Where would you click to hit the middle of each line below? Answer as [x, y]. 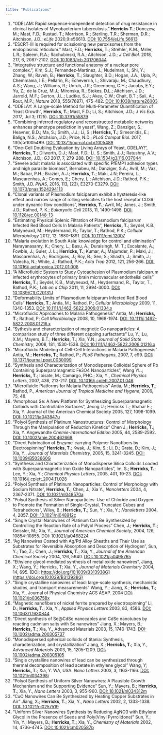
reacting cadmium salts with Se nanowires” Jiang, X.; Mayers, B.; [77, 623]
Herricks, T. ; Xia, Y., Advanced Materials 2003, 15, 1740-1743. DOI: [80, 629]
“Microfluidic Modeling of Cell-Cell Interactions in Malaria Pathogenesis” [85, 349]
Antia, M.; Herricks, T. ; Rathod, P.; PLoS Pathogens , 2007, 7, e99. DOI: [83, 355]
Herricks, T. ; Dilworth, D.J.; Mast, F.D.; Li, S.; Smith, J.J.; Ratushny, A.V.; [84, 153]
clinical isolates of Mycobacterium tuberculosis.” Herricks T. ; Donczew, [84, 28]
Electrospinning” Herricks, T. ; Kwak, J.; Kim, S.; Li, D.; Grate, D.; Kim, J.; [84, 448]
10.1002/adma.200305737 [39, 634]
